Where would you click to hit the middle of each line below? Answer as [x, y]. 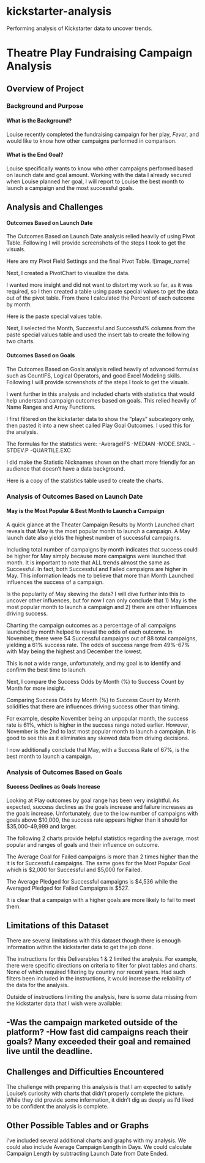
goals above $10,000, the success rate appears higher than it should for [97, 820]
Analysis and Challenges [55, 207]
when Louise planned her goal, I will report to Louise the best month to [95, 181]
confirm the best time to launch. [47, 670]
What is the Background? [39, 121]
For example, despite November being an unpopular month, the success [97, 718]
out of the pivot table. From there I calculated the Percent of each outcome [100, 298]
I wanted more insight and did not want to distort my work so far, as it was [99, 285]
